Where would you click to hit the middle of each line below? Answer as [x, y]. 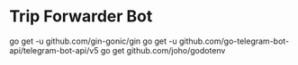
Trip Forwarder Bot [81, 16]
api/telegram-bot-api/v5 [54, 50]
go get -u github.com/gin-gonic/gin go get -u [93, 41]
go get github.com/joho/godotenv [163, 50]
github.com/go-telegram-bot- [234, 41]
